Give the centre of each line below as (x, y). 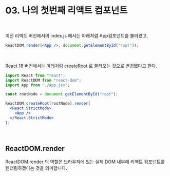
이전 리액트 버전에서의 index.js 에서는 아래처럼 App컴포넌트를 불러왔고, (77, 35)
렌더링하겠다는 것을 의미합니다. (36, 168)
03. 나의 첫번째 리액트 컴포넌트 (67, 11)
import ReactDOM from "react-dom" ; (43, 80)
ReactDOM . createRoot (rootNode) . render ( (48, 104)
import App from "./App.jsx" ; (38, 85)
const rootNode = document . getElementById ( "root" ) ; (62, 94)
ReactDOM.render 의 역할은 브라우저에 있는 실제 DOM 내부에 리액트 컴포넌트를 (85, 162)
